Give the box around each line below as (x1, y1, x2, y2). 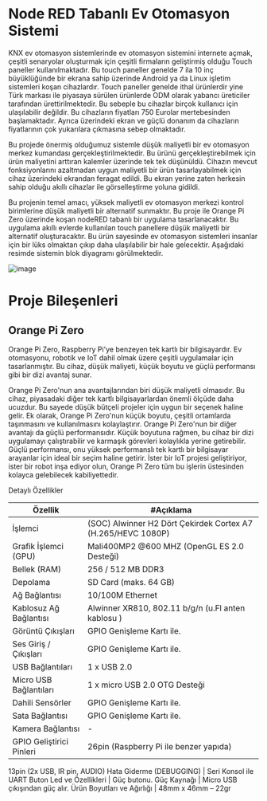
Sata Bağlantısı (12, 710, 68, 721)
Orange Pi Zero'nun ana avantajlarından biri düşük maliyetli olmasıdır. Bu (8, 385, 245, 395)
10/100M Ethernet (87, 589, 157, 600)
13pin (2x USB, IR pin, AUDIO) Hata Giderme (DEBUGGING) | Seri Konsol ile (8, 766, 254, 775)
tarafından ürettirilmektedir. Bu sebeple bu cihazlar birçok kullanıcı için (8, 99, 238, 108)
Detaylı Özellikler (8, 485, 64, 495)
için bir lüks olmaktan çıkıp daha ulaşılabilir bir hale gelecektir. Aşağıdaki (8, 240, 244, 249)
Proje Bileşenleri (8, 292, 118, 310)
